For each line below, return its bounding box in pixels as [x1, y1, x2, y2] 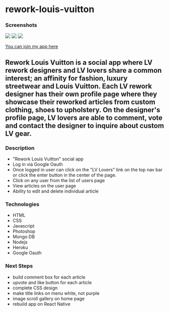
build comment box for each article [12, 274, 86, 280]
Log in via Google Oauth [12, 161, 63, 167]
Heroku [12, 244, 28, 251]
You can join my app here [5, 43, 59, 50]
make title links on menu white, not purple [12, 290, 100, 296]
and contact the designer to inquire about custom [5, 121, 164, 130]
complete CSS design [12, 285, 58, 291]
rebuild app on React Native [12, 301, 71, 307]
